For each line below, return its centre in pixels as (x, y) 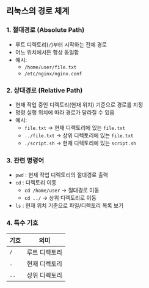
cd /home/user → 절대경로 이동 (62, 190)
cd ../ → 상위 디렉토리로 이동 (60, 198)
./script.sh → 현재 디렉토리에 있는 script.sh (80, 143)
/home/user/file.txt (50, 67)
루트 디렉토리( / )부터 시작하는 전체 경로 (61, 44)
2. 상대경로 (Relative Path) (45, 90)
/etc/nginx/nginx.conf (53, 74)
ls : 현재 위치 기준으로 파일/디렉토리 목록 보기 (69, 206)
